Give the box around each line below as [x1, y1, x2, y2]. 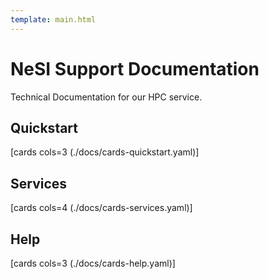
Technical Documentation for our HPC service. [10, 91, 203, 103]
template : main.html [10, 14, 97, 25]
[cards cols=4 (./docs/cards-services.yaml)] [10, 202, 193, 214]
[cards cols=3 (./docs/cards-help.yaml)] [10, 257, 176, 269]
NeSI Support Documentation [10, 57, 260, 80]
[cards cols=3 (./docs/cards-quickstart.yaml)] [10, 146, 200, 158]
